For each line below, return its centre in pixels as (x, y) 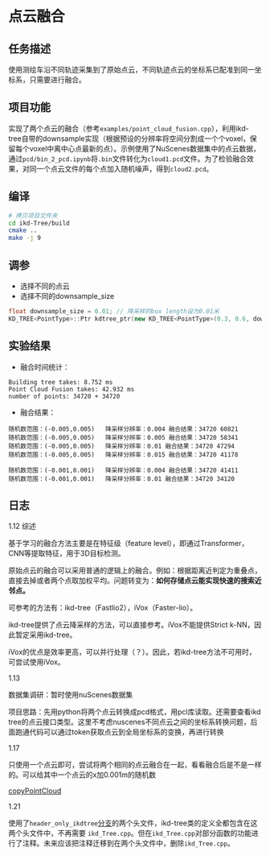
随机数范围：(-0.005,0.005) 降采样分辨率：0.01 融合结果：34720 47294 (122, 446)
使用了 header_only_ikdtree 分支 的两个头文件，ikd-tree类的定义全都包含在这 (133, 823)
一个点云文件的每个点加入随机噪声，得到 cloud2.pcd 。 (125, 168)
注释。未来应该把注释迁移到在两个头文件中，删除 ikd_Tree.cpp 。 (128, 843)
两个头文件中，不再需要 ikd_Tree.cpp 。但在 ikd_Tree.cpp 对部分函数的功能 (130, 833)
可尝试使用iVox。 (37, 662)
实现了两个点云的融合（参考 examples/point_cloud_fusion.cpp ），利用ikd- (129, 128)
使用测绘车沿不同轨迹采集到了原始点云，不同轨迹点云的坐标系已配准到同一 (131, 70)
